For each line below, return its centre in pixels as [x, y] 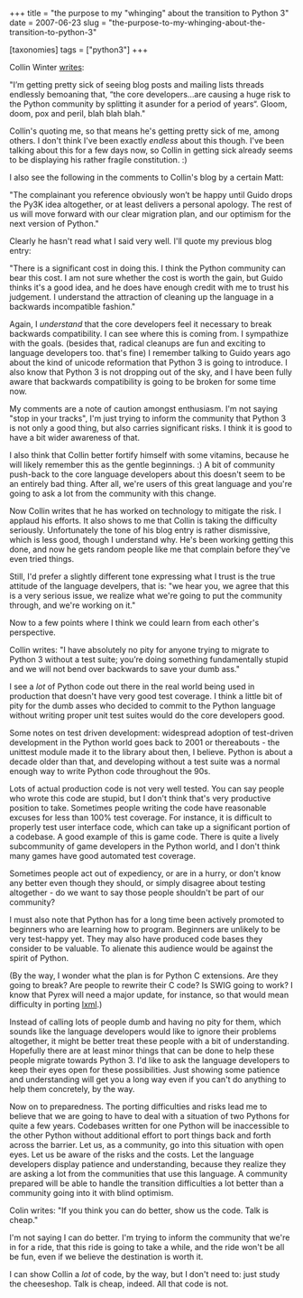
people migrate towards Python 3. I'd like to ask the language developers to [150, 1060]
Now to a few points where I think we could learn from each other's [134, 623]
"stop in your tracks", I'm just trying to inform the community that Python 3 [148, 418]
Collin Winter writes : [47, 67]
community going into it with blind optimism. [92, 1193]
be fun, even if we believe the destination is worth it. [106, 1256]
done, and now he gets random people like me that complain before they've [150, 549]
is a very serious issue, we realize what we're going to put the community [146, 596]
